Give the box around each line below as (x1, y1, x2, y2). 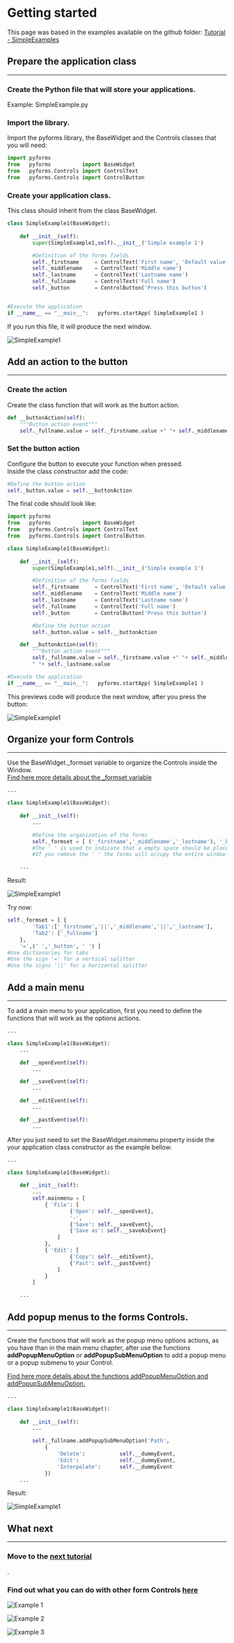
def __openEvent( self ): (19, 1059, 89, 1066)
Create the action (7, 385, 68, 395)
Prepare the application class (7, 56, 137, 68)
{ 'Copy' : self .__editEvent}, (69, 1253, 155, 1260)
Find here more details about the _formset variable (7, 773, 152, 782)
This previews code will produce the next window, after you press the (7, 692, 207, 700)
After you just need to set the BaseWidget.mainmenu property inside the (7, 1135, 214, 1143)
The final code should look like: (7, 500, 97, 508)
